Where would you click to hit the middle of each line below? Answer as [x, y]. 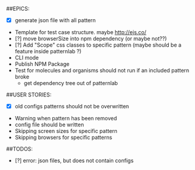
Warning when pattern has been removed [66, 119]
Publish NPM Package [42, 64]
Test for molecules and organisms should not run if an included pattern [102, 71]
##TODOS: [19, 149]
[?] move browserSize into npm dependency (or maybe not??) [91, 39]
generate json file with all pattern [55, 20]
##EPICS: [18, 9]
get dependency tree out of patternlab [71, 83]
